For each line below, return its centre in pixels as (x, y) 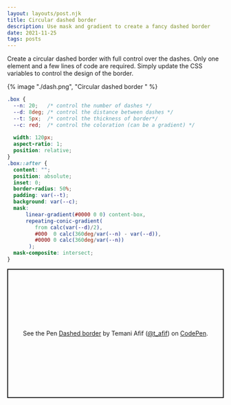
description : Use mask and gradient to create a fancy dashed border (109, 26)
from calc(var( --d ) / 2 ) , (69, 227)
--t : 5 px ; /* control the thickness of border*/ (86, 118)
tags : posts (24, 39)
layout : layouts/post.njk (44, 13)
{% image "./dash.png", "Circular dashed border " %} (82, 87)
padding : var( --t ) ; (41, 196)
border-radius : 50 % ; (43, 189)
